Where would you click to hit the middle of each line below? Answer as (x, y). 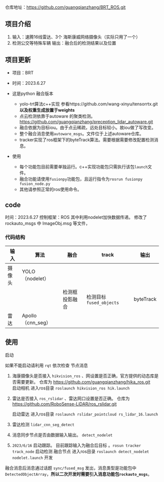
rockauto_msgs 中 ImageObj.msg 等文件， (48, 223)
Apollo (29, 315)
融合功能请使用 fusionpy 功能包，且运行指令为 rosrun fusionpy (81, 179)
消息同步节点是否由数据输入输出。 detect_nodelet (62, 434)
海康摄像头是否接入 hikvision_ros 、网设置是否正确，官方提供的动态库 (83, 376)
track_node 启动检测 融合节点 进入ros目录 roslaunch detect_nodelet (81, 451)
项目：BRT (23, 72)
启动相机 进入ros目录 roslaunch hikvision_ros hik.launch (71, 388)
